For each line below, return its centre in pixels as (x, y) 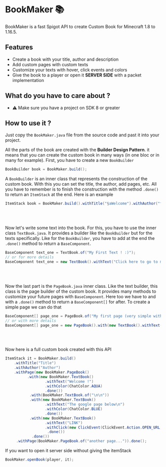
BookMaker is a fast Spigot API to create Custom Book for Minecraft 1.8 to (80, 26)
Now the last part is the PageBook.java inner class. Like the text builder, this (82, 286)
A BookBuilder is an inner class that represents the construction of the (76, 179)
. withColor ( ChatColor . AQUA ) (74, 386)
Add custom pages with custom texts (50, 64)
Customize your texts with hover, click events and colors (70, 70)
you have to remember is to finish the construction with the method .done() (82, 189)
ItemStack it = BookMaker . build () (41, 358)
